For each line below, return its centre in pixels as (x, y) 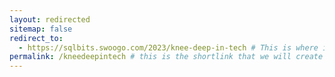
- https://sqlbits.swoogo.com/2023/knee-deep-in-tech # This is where (168, 47)
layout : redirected (50, 19)
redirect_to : (36, 38)
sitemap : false (41, 29)
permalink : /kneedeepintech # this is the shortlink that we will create (166, 57)
